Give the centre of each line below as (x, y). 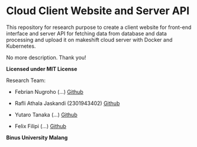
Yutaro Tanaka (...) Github (46, 115)
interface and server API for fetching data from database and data (87, 33)
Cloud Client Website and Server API (98, 11)
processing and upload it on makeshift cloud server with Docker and (89, 40)
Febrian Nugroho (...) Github (49, 92)
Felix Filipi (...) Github (41, 126)
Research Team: (26, 80)
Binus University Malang (37, 138)
